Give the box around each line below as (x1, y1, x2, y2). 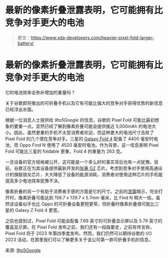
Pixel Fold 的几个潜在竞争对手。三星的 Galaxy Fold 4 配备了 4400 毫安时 (5, 136, 154, 142)
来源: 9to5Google (5, 247, 41, 253)
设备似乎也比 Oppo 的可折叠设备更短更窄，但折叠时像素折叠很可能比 (13, 201, 155, 207)
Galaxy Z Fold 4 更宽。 (14, 207, 62, 213)
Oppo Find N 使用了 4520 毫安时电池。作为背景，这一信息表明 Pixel (19, 142, 159, 148)
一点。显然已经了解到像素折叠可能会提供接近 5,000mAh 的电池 (22, 123, 152, 129)
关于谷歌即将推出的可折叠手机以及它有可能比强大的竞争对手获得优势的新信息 (5, 100, 163, 106)
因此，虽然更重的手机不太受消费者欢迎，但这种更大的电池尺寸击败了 (13, 129, 154, 135)
